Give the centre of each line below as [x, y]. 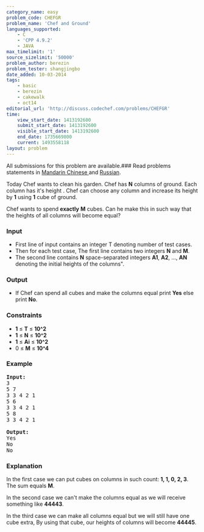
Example [19, 364]
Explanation [24, 466]
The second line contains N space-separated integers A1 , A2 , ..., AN [101, 257]
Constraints [24, 315]
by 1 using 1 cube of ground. [42, 197]
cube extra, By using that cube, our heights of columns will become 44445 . [101, 522]
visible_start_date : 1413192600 [58, 131]
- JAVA [26, 46]
